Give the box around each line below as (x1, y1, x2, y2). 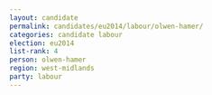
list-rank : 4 (9, 47, 59, 56)
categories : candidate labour (9, 30, 124, 39)
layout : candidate (9, 13, 78, 23)
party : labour (9, 72, 63, 81)
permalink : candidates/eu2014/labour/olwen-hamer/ (9, 22, 204, 31)
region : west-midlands (9, 64, 95, 73)
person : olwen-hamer (9, 55, 88, 64)
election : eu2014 (9, 38, 75, 48)
